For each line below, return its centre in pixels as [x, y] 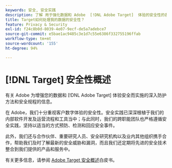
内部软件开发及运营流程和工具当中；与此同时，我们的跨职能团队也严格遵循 [84, 119]
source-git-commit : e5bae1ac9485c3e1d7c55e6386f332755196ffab [73, 34]
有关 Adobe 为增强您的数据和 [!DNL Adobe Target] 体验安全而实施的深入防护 [86, 95]
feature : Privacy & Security [36, 24]
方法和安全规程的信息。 [30, 101]
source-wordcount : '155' [32, 44]
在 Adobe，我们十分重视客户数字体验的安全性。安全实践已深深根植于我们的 [85, 112]
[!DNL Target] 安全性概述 [58, 80]
